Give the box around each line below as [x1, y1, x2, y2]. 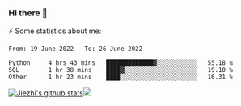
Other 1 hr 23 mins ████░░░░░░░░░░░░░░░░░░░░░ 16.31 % [8, 73, 233, 82]
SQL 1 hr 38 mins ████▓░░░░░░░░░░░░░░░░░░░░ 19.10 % [8, 66, 233, 74]
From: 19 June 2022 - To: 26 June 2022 [8, 45, 143, 53]
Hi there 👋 [8, 7, 49, 19]
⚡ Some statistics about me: [8, 26, 102, 36]
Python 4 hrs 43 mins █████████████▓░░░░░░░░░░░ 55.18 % [8, 59, 233, 67]
